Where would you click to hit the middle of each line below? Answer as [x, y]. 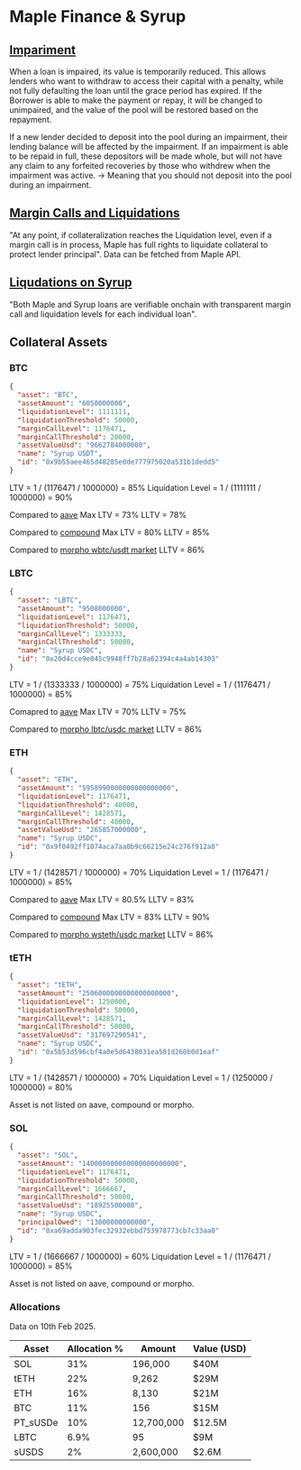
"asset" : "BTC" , [48, 395]
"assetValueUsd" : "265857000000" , [82, 830]
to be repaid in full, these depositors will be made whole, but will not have [146, 156]
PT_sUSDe [36, 1422]
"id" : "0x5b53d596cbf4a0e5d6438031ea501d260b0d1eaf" [119, 1052]
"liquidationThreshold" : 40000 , [78, 805]
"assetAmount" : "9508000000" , [74, 608]
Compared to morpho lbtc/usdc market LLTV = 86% [106, 729]
